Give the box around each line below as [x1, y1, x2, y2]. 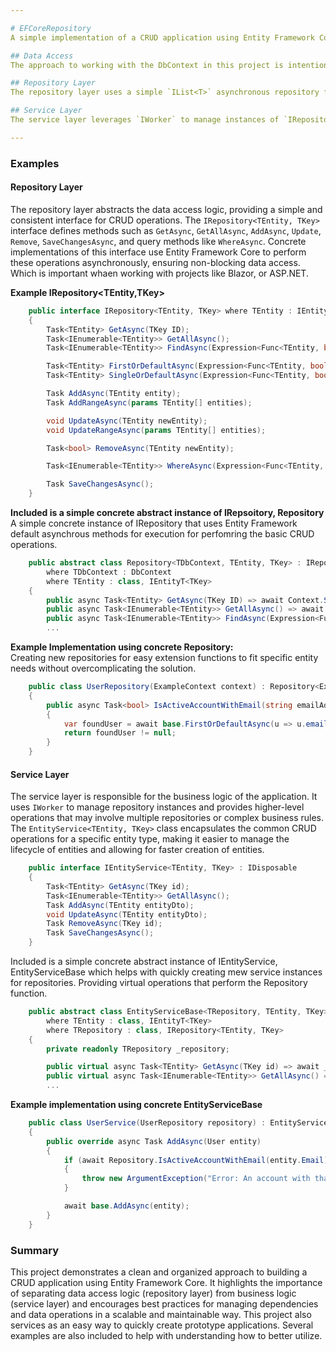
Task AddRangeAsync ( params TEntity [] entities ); [46, 397, 253, 408]
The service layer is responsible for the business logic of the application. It [10, 791, 318, 803]
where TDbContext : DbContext [46, 567, 172, 577]
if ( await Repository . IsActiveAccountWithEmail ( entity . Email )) [63, 1155, 333, 1165]
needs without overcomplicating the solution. [10, 662, 197, 674]
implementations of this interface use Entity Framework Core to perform [10, 246, 307, 258]
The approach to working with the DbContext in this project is [10, 60, 284, 70]
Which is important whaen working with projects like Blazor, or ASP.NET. [10, 267, 309, 279]
